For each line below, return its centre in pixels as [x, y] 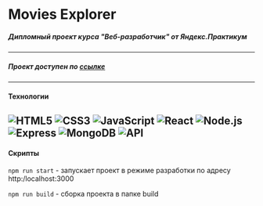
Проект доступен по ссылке [57, 66]
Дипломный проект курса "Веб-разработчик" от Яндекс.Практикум [128, 36]
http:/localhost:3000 [41, 179]
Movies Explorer [62, 14]
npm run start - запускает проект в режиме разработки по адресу [119, 171]
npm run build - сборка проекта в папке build [83, 194]
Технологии [29, 96]
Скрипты [24, 153]
